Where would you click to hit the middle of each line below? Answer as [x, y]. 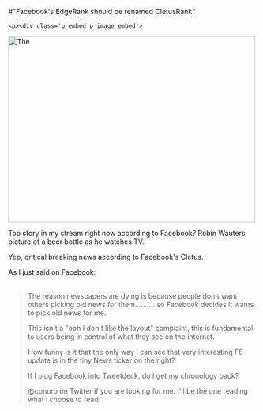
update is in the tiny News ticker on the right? [101, 360]
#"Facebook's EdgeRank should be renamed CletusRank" [102, 11]
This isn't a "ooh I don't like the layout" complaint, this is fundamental [140, 328]
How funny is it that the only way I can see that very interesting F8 [135, 352]
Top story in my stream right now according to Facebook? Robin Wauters [127, 233]
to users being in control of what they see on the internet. [121, 337]
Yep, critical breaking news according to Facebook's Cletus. [106, 257]
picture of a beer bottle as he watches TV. [76, 242]
